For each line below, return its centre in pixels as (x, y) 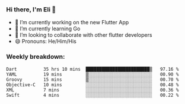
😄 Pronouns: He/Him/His (46, 42)
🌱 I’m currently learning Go (47, 29)
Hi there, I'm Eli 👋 (31, 10)
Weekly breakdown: (36, 57)
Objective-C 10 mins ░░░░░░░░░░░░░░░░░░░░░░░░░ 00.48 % (92, 85)
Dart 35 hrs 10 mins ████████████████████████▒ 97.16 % (92, 69)
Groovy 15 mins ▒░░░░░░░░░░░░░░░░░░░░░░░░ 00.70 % (92, 80)
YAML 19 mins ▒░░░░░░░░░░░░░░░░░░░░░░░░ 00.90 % (92, 74)
